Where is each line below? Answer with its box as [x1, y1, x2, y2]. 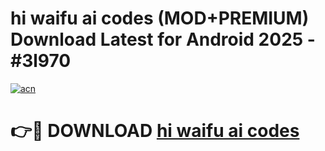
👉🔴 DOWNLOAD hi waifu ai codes [10, 120, 300, 142]
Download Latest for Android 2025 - [10, 28, 316, 51]
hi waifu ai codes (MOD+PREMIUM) [10, 7, 310, 30]
